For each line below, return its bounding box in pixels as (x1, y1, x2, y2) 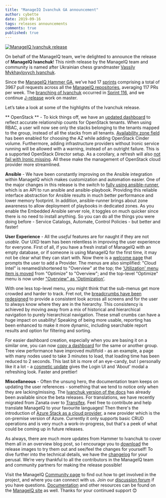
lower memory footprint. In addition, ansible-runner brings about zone (5, 198, 148, 204)
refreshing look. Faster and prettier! (5, 369, 78, 375)
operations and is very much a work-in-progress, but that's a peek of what (5, 421, 158, 427)
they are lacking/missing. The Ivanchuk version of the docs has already (5, 389, 151, 395)
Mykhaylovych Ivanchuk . (5, 70, 56, 75)
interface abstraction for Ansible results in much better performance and (5, 192, 154, 198)
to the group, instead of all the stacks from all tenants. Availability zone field (5, 130, 160, 136)
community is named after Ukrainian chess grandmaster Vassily (5, 64, 135, 70)
